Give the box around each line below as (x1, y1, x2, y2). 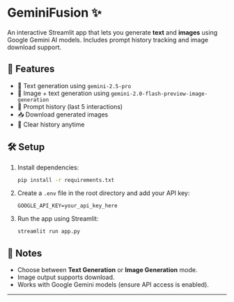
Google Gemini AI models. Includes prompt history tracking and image (7, 35, 209, 44)
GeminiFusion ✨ (7, 5, 102, 21)
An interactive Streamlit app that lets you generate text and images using (7, 28, 218, 36)
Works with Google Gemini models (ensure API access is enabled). (17, 280, 209, 289)
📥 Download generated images (17, 110, 109, 119)
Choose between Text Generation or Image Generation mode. (17, 266, 198, 274)
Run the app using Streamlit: (17, 215, 99, 223)
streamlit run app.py (17, 228, 80, 235)
